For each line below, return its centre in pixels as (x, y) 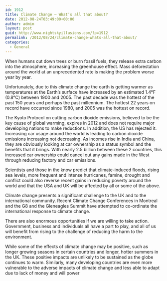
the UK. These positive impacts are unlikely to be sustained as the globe (79, 257)
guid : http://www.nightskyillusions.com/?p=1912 (57, 33)
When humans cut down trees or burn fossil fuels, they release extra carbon (83, 61)
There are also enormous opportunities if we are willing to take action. (77, 221)
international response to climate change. (48, 211)
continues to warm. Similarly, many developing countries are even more (79, 262)
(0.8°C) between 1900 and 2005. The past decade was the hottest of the (80, 97)
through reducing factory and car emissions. (51, 160)
